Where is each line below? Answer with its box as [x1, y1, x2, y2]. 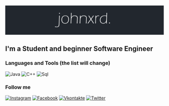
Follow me [5, 83, 31, 90]
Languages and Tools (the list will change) [5, 60, 111, 67]
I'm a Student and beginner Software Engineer [5, 45, 153, 53]
